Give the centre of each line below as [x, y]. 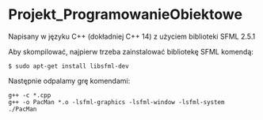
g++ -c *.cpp [30, 95]
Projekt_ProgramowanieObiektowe [126, 15]
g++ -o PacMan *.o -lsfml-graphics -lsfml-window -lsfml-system [116, 102]
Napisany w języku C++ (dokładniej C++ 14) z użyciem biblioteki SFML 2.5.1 [132, 36]
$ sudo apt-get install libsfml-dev [69, 66]
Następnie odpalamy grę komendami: [69, 81]
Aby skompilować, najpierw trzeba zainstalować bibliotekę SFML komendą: [131, 51]
